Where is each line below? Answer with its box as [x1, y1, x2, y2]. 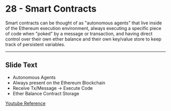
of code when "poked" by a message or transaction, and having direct [5, 30, 153, 36]
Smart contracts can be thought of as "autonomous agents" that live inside [5, 20, 162, 26]
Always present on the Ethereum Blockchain [12, 80, 106, 86]
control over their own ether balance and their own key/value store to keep [5, 36, 162, 42]
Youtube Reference [5, 100, 46, 106]
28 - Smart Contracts [5, 3, 97, 15]
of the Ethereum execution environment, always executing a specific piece [5, 25, 162, 31]
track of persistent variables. [5, 41, 66, 47]
